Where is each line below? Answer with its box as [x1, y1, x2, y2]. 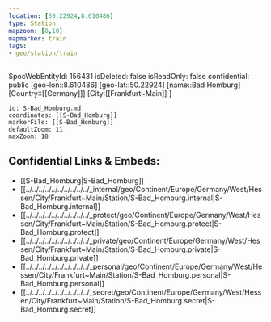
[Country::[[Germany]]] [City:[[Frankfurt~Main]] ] [8, 89, 172, 98]
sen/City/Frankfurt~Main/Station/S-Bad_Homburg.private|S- [19, 244, 222, 254]
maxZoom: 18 [8, 132, 49, 140]
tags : [8, 42, 27, 50]
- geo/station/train [8, 49, 78, 57]
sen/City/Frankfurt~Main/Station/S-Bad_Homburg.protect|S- [19, 219, 222, 228]
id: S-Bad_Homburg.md [8, 104, 82, 112]
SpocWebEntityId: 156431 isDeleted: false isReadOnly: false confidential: [8, 72, 250, 81]
